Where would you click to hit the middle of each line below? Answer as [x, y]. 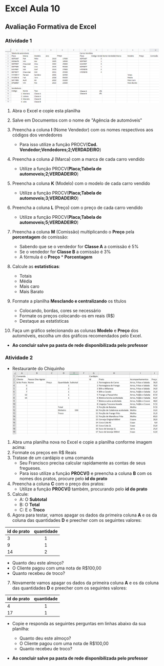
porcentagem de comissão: [40, 237]
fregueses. [30, 468]
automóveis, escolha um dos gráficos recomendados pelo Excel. [77, 335]
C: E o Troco [32, 510]
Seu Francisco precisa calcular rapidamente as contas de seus [82, 463]
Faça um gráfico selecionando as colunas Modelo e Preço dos [75, 330]
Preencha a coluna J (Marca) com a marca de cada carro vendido [78, 159]
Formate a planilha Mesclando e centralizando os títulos [69, 301]
